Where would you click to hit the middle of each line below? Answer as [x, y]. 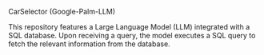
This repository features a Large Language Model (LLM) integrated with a [129, 27]
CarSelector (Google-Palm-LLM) [62, 12]
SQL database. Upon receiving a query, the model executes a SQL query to [132, 35]
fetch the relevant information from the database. [89, 44]
